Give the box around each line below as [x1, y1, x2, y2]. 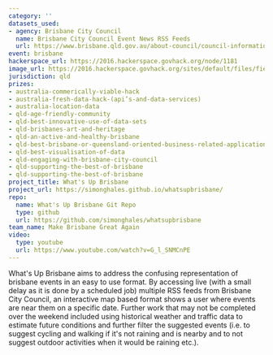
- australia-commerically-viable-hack [8, 87, 140, 96]
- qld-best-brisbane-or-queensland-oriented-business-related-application [8, 140, 267, 149]
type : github [15, 208, 60, 216]
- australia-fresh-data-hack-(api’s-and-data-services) [8, 95, 201, 103]
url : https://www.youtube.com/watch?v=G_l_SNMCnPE [15, 246, 191, 254]
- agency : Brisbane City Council [8, 27, 122, 35]
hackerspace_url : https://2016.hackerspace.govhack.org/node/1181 [8, 58, 238, 66]
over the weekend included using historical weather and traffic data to [8, 311, 244, 321]
